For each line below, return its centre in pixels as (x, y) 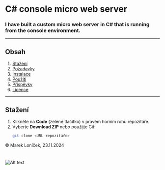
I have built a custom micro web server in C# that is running (77, 25)
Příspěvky (22, 85)
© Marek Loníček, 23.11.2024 (35, 145)
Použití (19, 79)
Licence (20, 90)
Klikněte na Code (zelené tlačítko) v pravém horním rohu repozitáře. (81, 122)
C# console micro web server (66, 9)
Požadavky (24, 69)
